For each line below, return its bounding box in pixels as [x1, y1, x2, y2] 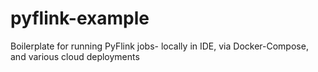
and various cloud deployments [10, 50, 140, 62]
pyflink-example [10, 7, 150, 30]
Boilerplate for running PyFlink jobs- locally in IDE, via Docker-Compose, [10, 40, 309, 52]
